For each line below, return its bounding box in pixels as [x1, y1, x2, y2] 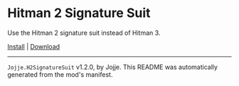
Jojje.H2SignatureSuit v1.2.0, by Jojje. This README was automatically [7, 63, 218, 71]
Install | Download [7, 42, 60, 50]
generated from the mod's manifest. [7, 70, 113, 79]
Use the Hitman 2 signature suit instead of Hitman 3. [7, 28, 161, 37]
